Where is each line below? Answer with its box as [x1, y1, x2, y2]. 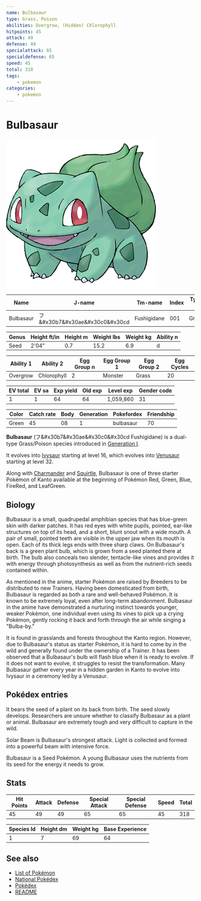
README [14, 888, 38, 895]
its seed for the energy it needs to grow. [6, 760, 105, 767]
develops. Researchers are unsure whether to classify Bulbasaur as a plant [6, 712, 190, 719]
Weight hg [72, 826, 99, 833]
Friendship [147, 411, 175, 418]
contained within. [6, 566, 49, 574]
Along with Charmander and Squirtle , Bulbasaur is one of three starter [6, 470, 179, 477]
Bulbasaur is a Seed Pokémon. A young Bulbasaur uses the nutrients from [6, 754, 188, 762]
